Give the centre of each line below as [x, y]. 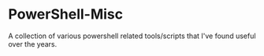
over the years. [33, 44]
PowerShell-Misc [66, 14]
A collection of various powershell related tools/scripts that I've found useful [132, 36]
